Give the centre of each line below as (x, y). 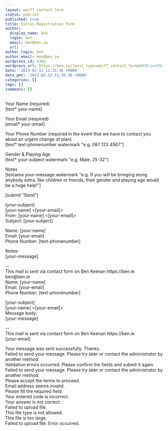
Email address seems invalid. (35, 386)
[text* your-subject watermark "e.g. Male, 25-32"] (57, 159)
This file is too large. (26, 418)
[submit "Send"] (22, 195)
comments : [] (19, 89)
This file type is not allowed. (34, 412)
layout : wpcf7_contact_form (34, 10)
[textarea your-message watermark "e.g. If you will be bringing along (76, 174)
